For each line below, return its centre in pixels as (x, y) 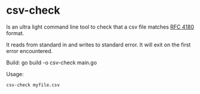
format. (15, 33)
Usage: (15, 74)
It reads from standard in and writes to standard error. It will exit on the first (99, 45)
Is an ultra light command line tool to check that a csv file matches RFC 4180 (100, 27)
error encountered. (30, 51)
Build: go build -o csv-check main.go (52, 62)
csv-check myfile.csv (33, 85)
